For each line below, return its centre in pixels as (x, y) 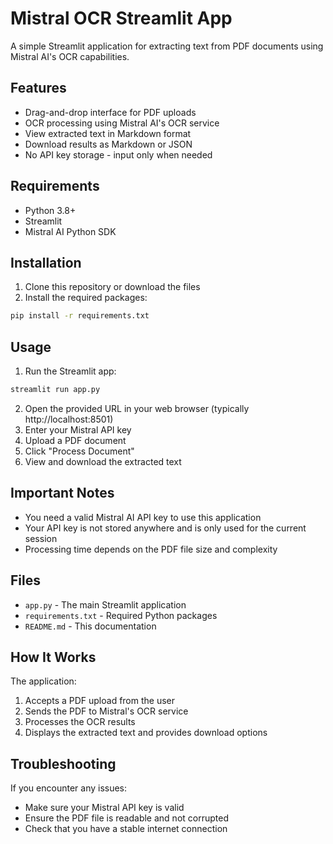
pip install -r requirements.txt (80, 316)
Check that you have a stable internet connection (126, 829)
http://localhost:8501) (69, 419)
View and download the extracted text (103, 461)
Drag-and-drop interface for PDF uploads (110, 112)
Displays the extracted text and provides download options (146, 733)
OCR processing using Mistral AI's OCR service (122, 123)
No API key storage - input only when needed (118, 154)
